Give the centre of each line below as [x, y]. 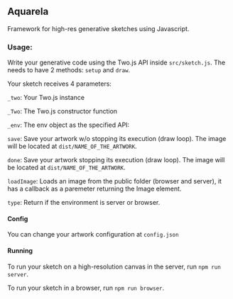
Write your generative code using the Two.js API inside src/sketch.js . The [116, 62]
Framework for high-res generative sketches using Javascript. [98, 28]
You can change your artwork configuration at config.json [93, 235]
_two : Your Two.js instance [46, 98]
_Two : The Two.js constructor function [63, 111]
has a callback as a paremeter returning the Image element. [94, 189]
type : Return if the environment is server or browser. [84, 203]
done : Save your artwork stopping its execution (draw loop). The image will [116, 160]
